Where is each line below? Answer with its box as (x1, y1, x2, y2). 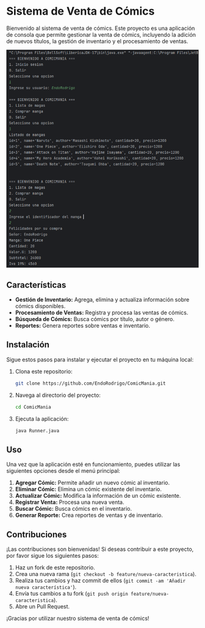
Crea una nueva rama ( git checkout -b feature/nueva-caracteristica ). (15, 571, 196, 578)
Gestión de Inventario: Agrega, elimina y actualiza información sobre (15, 295, 190, 303)
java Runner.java (15, 427, 60, 434)
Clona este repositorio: (15, 368, 73, 375)
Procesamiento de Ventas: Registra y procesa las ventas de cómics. (15, 309, 189, 316)
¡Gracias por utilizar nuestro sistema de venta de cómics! (6, 615, 149, 622)
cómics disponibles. (15, 302, 66, 309)
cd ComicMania (15, 404, 51, 410)
